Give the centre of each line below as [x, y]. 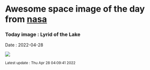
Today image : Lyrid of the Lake [43, 35]
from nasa [26, 19]
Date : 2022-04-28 [24, 45]
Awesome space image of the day [75, 9]
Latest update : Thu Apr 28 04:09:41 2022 [40, 63]
